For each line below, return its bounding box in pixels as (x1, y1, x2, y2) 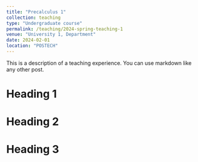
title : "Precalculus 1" (6, 8, 67, 15)
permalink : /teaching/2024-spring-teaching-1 (6, 25, 123, 32)
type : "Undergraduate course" (6, 20, 83, 26)
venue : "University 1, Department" (6, 32, 96, 38)
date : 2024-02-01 (6, 37, 50, 43)
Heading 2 (6, 115, 59, 129)
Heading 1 (6, 87, 58, 101)
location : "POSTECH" (6, 43, 59, 49)
